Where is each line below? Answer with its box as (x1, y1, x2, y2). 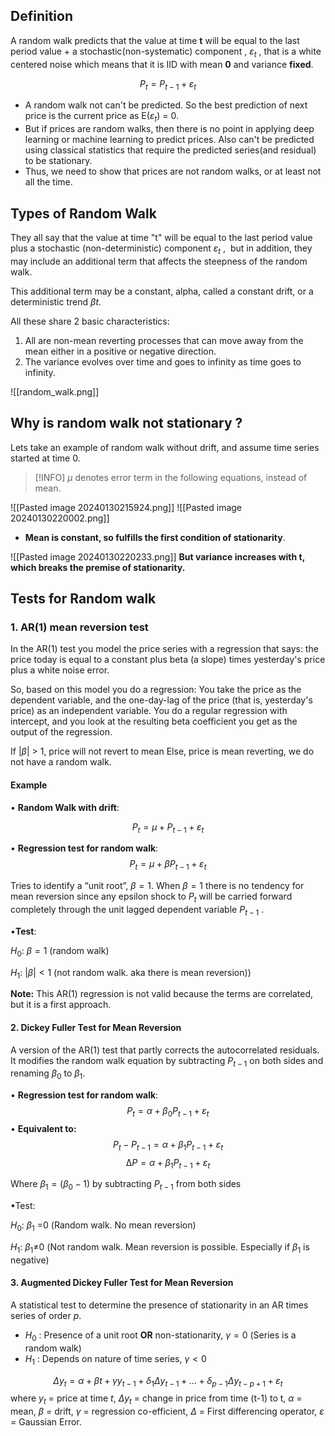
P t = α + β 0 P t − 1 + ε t (126, 1105, 210, 1119)
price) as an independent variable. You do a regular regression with (10, 705, 288, 717)
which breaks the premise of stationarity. (10, 561, 186, 573)
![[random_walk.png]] (10, 385, 100, 398)
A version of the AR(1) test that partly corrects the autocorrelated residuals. (10, 1044, 320, 1056)
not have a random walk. (10, 756, 112, 768)
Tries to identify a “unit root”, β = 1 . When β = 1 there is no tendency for (10, 880, 305, 892)
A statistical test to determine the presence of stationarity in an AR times (10, 1299, 309, 1311)
